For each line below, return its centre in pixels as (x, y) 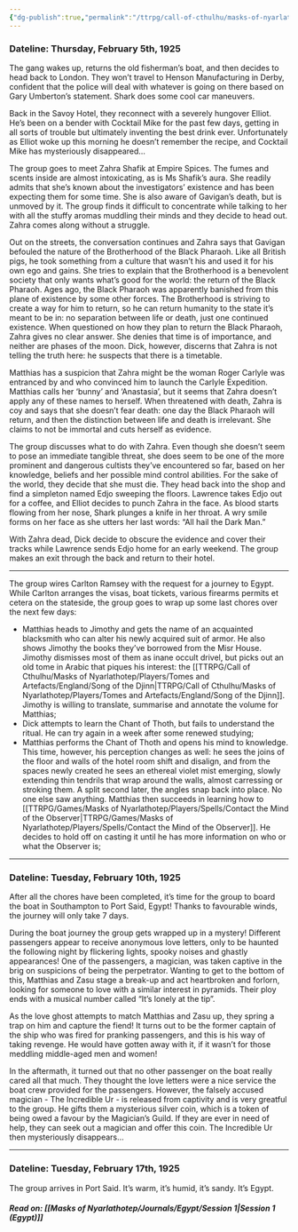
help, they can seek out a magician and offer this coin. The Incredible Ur (141, 1128)
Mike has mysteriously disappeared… (78, 151)
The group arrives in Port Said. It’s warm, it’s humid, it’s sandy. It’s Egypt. (141, 1188)
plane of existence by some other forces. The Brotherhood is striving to (140, 298)
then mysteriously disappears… (67, 1137)
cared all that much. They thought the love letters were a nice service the (143, 1081)
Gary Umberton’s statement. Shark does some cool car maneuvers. (132, 96)
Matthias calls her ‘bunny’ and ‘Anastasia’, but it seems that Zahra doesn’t (143, 391)
